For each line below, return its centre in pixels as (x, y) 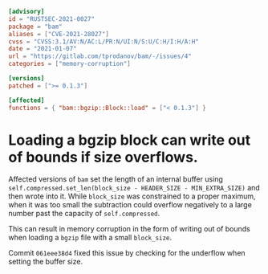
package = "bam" (35, 27)
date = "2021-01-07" (43, 49)
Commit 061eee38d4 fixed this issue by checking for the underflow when (127, 253)
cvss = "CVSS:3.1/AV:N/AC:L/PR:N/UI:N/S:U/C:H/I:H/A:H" (104, 41)
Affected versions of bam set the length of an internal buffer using (116, 179)
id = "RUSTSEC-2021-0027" (51, 19)
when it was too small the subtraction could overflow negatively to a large (130, 205)
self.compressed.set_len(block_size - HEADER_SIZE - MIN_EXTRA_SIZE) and (134, 188)
